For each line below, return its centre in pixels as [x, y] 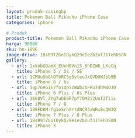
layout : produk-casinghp [36, 11]
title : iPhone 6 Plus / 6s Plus [56, 93]
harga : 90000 [22, 44]
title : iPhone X [37, 126]
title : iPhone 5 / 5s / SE [49, 71]
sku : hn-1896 [22, 50]
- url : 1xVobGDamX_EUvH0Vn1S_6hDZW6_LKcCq [64, 66]
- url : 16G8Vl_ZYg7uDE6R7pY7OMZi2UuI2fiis [64, 99]
